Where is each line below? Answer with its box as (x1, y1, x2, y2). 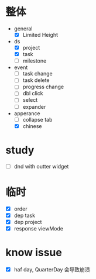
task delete (22, 77, 50, 84)
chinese (22, 122, 42, 129)
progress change (22, 83, 64, 91)
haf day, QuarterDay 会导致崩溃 (13, 266, 90, 273)
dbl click (22, 90, 43, 97)
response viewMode (13, 225, 64, 232)
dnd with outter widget (13, 163, 69, 170)
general (13, 25, 33, 32)
